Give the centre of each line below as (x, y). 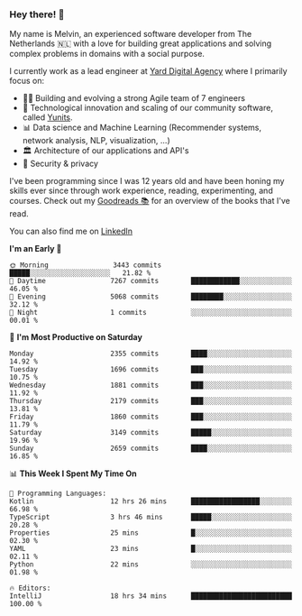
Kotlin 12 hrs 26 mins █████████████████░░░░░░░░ (151, 501)
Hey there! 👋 (37, 14)
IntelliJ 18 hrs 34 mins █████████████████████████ (151, 596)
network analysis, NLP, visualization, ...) (96, 141)
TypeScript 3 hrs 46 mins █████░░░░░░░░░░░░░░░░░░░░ (151, 518)
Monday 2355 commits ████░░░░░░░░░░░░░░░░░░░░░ (151, 354)
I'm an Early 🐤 (36, 249)
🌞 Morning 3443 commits (86, 265)
